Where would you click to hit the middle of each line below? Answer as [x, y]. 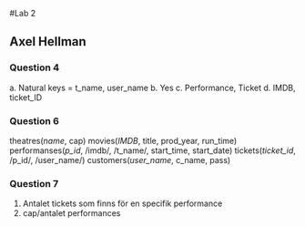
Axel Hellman [48, 41]
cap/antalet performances [71, 213]
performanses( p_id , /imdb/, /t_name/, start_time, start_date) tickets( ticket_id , [152, 150]
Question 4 [35, 67]
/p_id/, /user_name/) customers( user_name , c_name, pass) [120, 160]
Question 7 [34, 183]
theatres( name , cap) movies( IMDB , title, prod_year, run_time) [123, 140]
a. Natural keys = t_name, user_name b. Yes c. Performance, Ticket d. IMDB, [152, 88]
